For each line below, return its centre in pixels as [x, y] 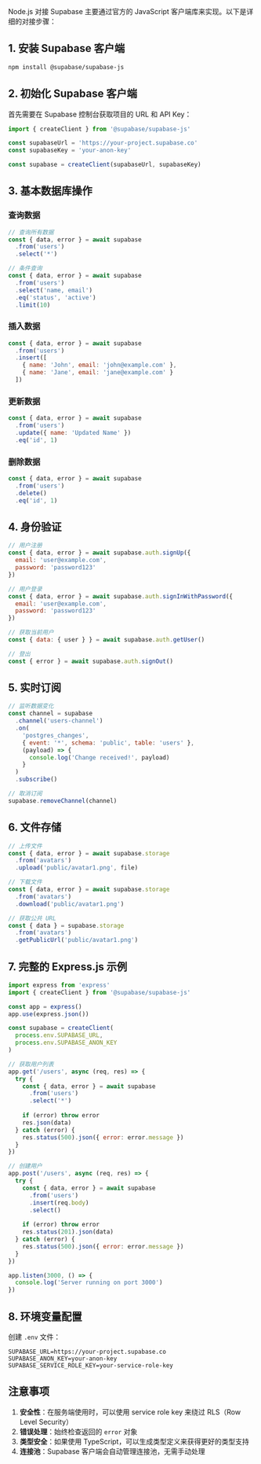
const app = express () [45, 1006]
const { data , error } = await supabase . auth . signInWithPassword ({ [121, 596]
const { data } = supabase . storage [66, 925]
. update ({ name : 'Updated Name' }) [73, 433]
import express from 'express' [59, 985]
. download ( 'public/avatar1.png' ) [70, 904]
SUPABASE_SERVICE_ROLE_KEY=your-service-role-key [91, 1366]
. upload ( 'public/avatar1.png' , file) [77, 868]
